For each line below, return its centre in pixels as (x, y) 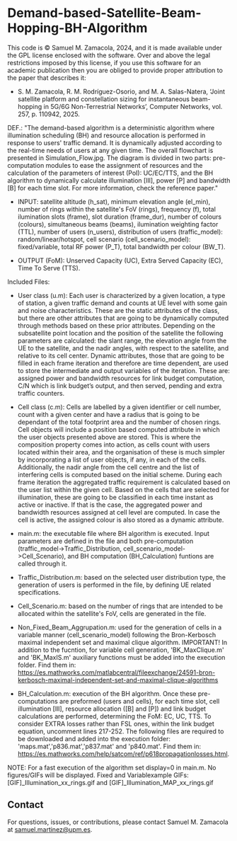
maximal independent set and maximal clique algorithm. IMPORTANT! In (122, 642)
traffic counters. (41, 393)
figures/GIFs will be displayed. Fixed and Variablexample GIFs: (98, 775)
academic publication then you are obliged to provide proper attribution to (115, 70)
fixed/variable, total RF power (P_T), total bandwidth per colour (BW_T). (121, 246)
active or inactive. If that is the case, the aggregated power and (110, 505)
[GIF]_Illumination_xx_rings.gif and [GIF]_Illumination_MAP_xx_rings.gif (110, 782)
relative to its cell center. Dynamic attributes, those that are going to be (121, 355)
